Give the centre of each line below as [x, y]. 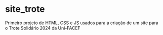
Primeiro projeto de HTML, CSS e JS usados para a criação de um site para [82, 23]
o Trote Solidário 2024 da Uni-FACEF [43, 28]
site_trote [25, 9]
